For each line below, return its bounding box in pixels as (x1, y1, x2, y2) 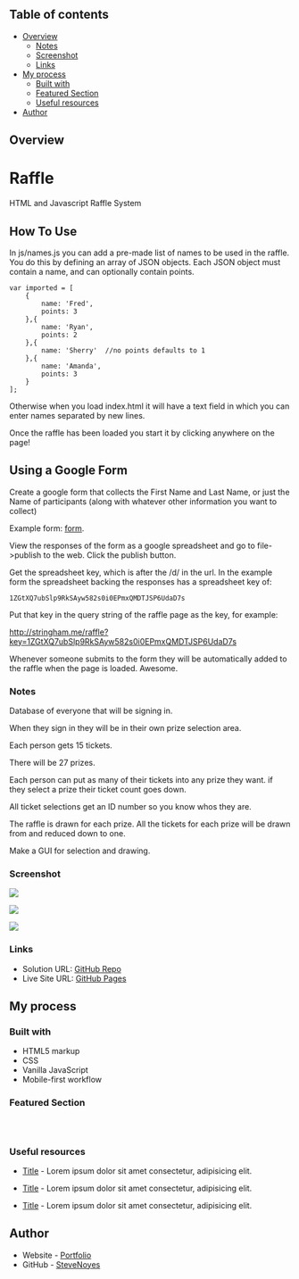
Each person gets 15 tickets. (9, 740, 113, 751)
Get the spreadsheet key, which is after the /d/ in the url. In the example (9, 567, 273, 577)
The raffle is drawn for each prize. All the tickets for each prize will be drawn (9, 818, 291, 829)
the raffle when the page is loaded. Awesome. (9, 662, 179, 673)
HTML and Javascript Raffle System (9, 198, 142, 209)
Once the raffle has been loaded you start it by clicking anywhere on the (9, 428, 275, 438)
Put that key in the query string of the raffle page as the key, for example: (9, 609, 278, 619)
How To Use (9, 223, 78, 239)
